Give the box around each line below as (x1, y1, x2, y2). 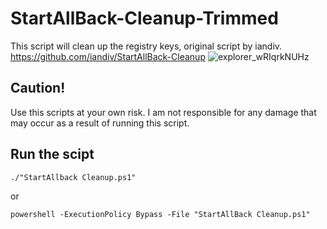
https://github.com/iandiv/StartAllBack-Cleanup (10, 50, 206, 62)
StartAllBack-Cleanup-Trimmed (10, 7, 279, 30)
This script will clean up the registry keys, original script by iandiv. (10, 40, 283, 52)
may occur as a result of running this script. (10, 117, 190, 129)
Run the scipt (10, 146, 95, 163)
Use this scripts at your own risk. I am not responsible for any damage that (10, 106, 317, 118)
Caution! (10, 80, 66, 97)
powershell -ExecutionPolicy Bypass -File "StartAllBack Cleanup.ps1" (10, 209, 311, 219)
